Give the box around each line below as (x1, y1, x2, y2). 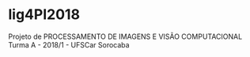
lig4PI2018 (8, 6, 81, 24)
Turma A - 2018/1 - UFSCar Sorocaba (8, 40, 130, 49)
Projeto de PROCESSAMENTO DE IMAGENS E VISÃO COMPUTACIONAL (8, 32, 243, 41)
